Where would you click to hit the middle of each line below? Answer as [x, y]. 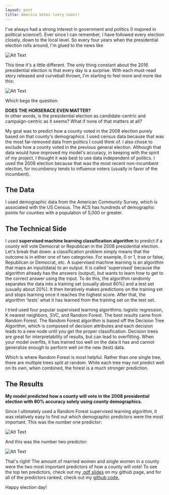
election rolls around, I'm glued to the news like [54, 45]
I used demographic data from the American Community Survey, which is [81, 202]
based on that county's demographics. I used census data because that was [85, 136]
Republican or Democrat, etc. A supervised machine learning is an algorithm [84, 262]
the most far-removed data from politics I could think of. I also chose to [79, 142]
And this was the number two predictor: [46, 441]
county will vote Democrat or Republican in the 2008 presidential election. [82, 246]
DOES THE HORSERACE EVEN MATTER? [48, 110]
